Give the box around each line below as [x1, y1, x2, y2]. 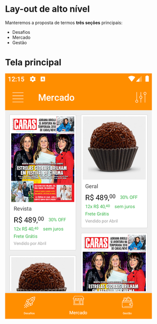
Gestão [12, 39, 27, 45]
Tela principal [5, 57, 62, 68]
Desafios [12, 29, 30, 35]
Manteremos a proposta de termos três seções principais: [5, 20, 123, 26]
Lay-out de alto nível [5, 3, 90, 15]
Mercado [12, 34, 31, 40]
